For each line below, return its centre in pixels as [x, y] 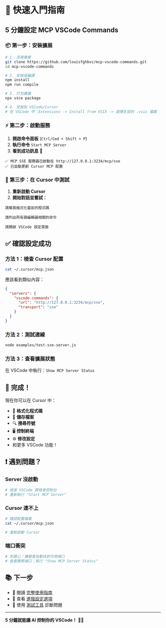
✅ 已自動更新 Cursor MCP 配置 [34, 166]
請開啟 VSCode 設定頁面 [27, 227]
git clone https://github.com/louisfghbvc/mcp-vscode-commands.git [76, 62]
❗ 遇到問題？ [23, 462]
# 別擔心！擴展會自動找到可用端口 [35, 556]
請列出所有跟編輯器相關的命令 [31, 218]
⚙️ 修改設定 [24, 439]
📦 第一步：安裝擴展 [29, 45]
